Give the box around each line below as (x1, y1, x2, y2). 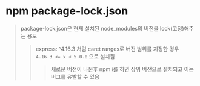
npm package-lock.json (5, 4, 128, 18)
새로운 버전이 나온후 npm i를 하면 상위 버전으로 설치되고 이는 (50, 65, 195, 73)
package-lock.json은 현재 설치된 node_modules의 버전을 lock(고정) (20, 25, 184, 32)
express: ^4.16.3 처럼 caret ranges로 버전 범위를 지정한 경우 (35, 45, 179, 52)
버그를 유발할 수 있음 (50, 73, 100, 80)
